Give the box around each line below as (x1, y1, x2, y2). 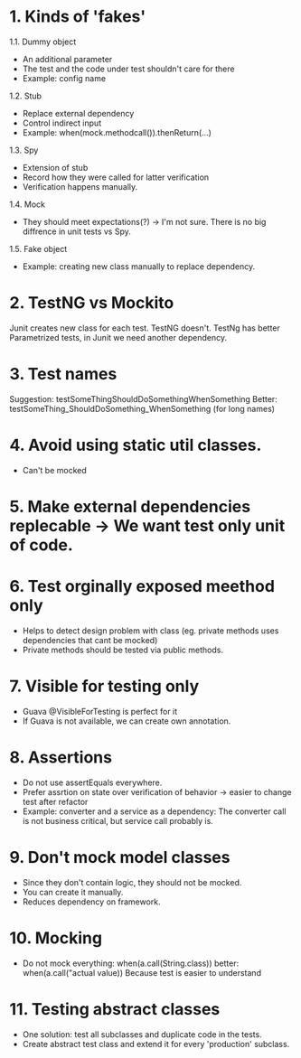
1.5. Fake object (9, 243, 68, 254)
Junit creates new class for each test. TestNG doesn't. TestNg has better (9, 323, 280, 333)
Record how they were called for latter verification (22, 172, 210, 183)
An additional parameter (22, 53, 113, 64)
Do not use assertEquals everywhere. (22, 777, 163, 788)
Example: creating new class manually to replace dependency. (22, 260, 256, 272)
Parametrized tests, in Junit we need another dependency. (9, 332, 228, 342)
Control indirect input (22, 117, 102, 128)
